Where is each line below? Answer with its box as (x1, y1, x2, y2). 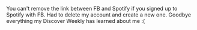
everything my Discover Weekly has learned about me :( (6, 18, 145, 24)
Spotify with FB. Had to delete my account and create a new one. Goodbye (6, 11, 191, 18)
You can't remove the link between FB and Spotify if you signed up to (6, 5, 178, 12)
